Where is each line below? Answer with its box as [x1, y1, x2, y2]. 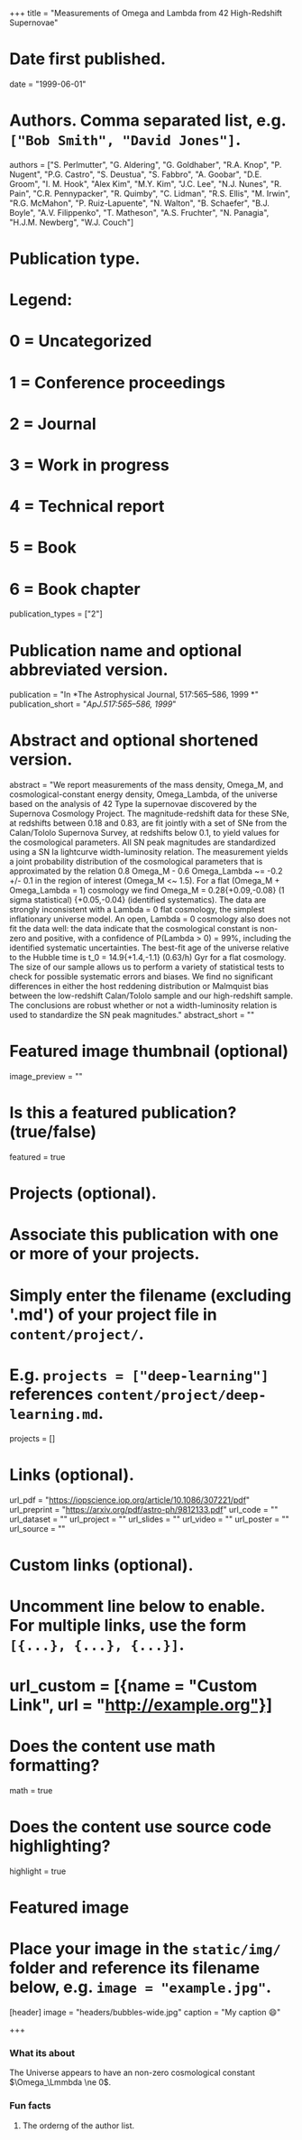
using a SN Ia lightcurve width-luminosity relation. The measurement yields [9, 847, 288, 857]
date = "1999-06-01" [9, 79, 87, 89]
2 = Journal [9, 413, 96, 434]
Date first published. [9, 49, 167, 69]
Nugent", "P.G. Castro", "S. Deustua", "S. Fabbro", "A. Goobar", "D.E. [9, 169, 262, 180]
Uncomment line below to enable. [9, 1596, 266, 1617]
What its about [9, 2046, 75, 2059]
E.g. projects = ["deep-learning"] [9, 1365, 270, 1385]
